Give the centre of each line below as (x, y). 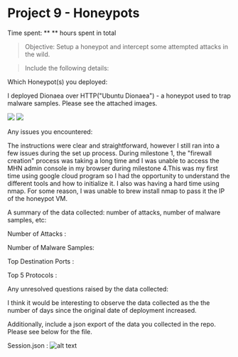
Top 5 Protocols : (32, 275)
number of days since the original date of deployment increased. (102, 310)
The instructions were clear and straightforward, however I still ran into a (114, 145)
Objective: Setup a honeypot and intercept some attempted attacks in (126, 46)
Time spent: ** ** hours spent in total (62, 33)
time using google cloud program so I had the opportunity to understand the (119, 175)
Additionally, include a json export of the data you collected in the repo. (112, 324)
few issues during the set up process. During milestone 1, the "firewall (109, 153)
